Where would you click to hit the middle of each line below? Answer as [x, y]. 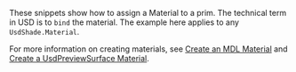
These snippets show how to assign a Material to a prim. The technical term [148, 13]
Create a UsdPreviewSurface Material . [79, 58]
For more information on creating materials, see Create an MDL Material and [148, 49]
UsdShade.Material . [44, 32]
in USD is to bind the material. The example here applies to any [124, 22]
